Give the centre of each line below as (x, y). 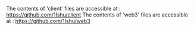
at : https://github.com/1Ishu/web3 (48, 21)
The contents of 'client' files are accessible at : (63, 9)
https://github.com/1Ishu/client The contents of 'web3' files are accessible (97, 15)
